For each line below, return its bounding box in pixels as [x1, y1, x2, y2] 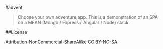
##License [5, 29, 28, 35]
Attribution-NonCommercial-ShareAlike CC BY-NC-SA [5, 39, 117, 45]
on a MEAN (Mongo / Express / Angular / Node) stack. [17, 20, 130, 25]
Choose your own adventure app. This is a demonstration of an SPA [17, 14, 158, 20]
